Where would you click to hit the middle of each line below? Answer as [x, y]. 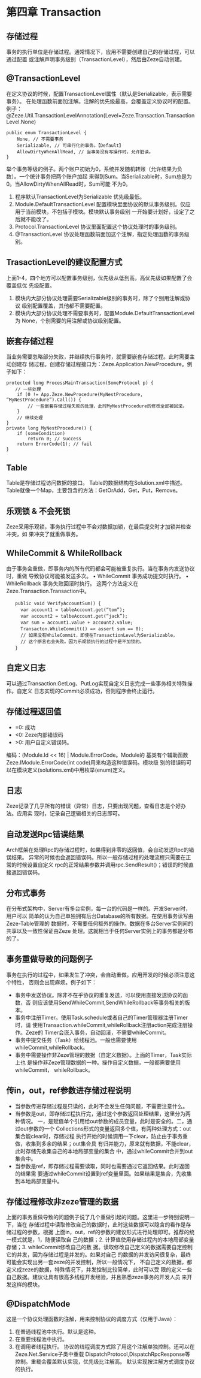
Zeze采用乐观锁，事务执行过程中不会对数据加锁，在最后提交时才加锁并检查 [99, 527]
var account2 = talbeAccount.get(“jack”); [74, 616]
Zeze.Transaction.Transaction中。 [48, 591]
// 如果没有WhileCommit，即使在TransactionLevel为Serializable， [99, 635]
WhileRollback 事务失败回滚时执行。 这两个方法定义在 [72, 583]
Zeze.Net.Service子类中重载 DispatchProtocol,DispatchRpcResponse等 [102, 1354]
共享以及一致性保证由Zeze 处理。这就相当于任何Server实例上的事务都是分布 [100, 931]
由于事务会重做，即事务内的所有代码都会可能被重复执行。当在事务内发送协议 [100, 568]
